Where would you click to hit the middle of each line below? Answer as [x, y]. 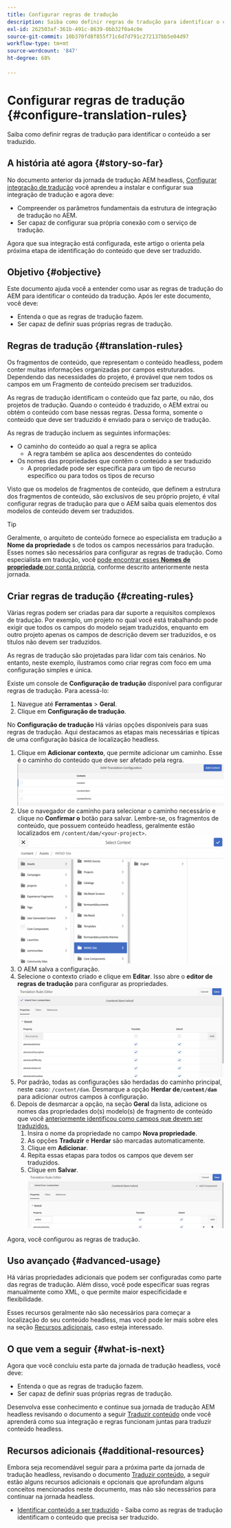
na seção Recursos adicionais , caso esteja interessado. [86, 1327]
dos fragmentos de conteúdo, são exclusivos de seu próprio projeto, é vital [113, 496]
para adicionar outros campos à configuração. [83, 1096]
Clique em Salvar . [53, 1169]
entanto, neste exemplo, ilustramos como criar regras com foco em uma [109, 663]
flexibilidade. [25, 1299]
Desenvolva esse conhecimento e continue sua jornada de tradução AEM [111, 1407]
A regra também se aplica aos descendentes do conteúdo [109, 454]
